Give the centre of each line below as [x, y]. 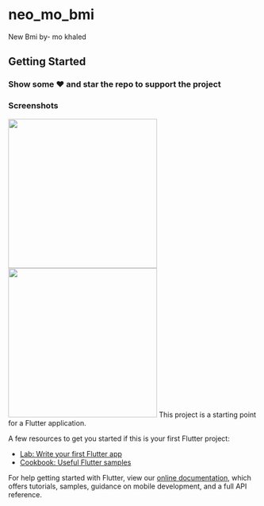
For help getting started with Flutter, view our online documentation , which [130, 477]
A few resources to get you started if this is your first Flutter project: [119, 438]
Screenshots [33, 106]
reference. [25, 494]
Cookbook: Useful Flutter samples [75, 462]
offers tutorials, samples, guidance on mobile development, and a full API [128, 486]
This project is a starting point [207, 415]
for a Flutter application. [47, 422]
